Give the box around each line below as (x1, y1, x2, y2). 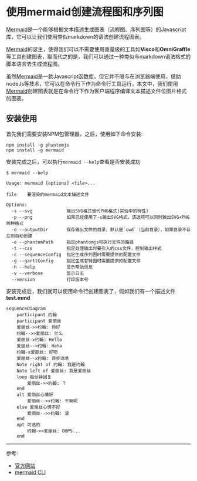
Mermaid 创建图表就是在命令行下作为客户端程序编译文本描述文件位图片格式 (6, 87, 187, 94)
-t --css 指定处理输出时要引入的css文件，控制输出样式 (11, 245, 162, 251)
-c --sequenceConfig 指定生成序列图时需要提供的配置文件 (11, 252, 141, 258)
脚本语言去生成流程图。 (6, 60, 63, 67)
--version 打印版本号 (11, 276, 89, 282)
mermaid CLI (14, 469, 46, 476)
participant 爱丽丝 (16, 318, 62, 324)
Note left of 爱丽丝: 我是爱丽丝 (16, 368, 91, 374)
